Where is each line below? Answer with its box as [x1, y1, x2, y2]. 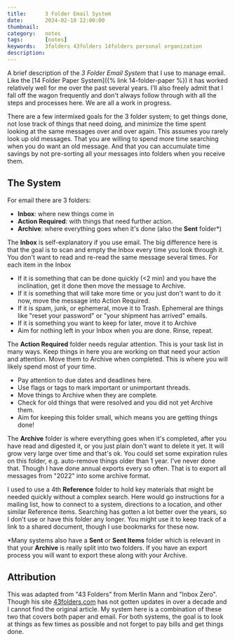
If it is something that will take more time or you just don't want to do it [17, 289, 221, 297]
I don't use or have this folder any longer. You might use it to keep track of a [7, 515, 227, 523]
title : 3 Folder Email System [7, 10, 112, 18]
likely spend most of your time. [7, 362, 97, 371]
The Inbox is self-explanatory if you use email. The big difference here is [7, 238, 217, 246]
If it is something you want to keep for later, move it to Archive [17, 319, 197, 327]
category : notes [7, 29, 61, 37]
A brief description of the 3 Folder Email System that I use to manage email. [7, 68, 226, 77]
